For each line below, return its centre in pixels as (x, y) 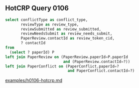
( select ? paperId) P (32, 52)
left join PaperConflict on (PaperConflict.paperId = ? (62, 66)
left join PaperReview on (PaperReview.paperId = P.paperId (67, 57)
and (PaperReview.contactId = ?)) (97, 61)
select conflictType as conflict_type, (47, 19)
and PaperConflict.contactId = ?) (101, 71)
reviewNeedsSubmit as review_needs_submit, (67, 34)
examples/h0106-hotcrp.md (34, 80)
